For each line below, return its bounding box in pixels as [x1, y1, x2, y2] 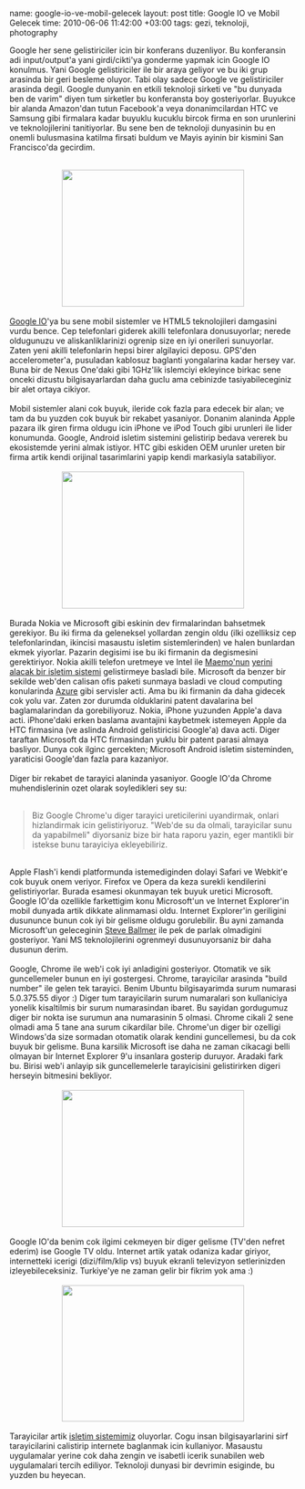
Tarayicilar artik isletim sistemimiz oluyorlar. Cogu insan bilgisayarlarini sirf [9, 1431, 289, 1442]
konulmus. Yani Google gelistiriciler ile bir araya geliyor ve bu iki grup [9, 64, 269, 75]
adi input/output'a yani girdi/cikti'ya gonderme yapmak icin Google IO [9, 55, 270, 65]
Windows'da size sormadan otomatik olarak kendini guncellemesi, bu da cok [9, 1032, 297, 1042]
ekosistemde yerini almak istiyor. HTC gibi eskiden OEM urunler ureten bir [9, 442, 286, 453]
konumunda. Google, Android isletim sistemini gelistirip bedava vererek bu [9, 433, 289, 443]
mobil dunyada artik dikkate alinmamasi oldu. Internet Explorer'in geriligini [9, 906, 287, 916]
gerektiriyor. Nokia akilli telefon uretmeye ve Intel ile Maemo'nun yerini [9, 656, 273, 667]
